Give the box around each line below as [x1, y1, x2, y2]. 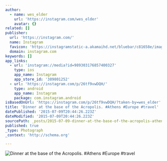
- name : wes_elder [9, 12, 48, 17]
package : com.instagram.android [14, 95, 81, 100]
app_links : [5, 58, 28, 63]
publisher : [5, 30, 28, 35]
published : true [5, 123, 39, 128]
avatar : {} [14, 21, 37, 26]
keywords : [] [5, 53, 32, 59]
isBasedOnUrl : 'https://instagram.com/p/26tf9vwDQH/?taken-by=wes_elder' [5, 100, 162, 105]
